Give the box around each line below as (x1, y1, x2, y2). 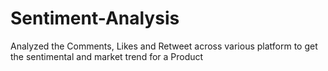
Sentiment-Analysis (10, 7, 180, 30)
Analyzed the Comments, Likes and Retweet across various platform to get (10, 40, 318, 52)
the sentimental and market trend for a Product (10, 50, 204, 62)
